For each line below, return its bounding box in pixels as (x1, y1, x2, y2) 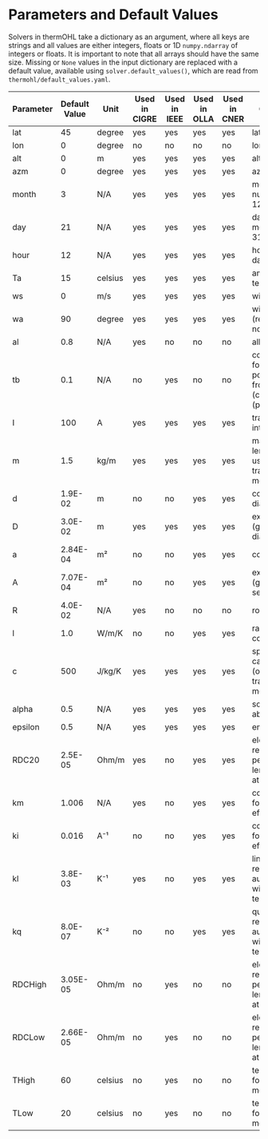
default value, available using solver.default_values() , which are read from (8, 65, 258, 75)
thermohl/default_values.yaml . (8, 74, 111, 84)
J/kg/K (97, 665, 122, 676)
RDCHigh (12, 979, 47, 990)
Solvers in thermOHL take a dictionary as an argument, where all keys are (8, 32, 250, 42)
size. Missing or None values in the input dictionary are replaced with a (8, 57, 238, 67)
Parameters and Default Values (8, 6, 219, 24)
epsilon (12, 721, 40, 732)
